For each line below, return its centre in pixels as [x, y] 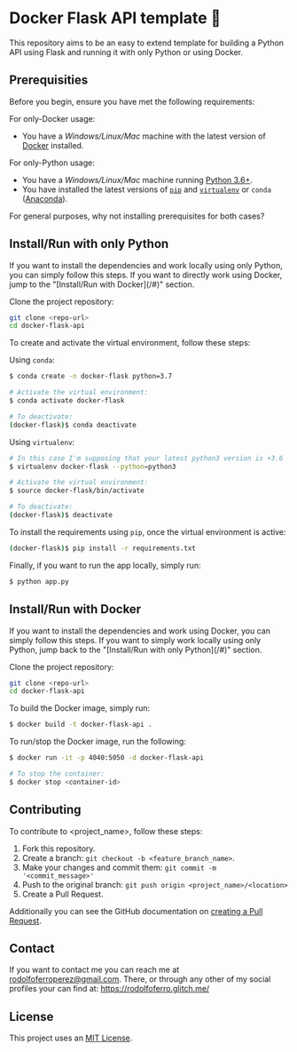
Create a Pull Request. [63, 894]
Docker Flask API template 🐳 [115, 18]
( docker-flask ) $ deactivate [61, 515]
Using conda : [32, 360]
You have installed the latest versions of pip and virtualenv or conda [147, 189]
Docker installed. [53, 145]
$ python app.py [39, 581]
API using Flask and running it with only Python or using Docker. [126, 52]
